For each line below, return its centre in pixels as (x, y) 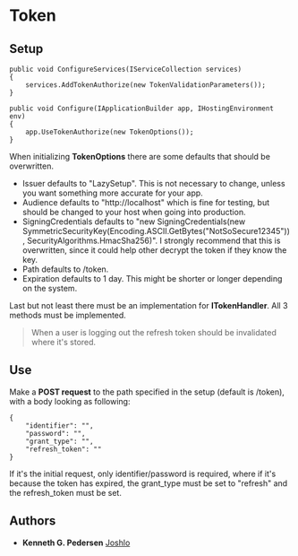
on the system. (50, 288)
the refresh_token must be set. (66, 492)
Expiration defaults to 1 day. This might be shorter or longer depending (152, 278)
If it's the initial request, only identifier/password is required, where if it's (143, 473)
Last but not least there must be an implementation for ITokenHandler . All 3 (149, 305)
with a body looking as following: (70, 401)
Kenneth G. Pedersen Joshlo (76, 543)
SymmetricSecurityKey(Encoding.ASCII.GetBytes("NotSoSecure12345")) (156, 231)
